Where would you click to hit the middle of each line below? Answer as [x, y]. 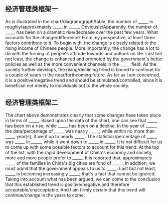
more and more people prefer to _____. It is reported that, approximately [79, 158]
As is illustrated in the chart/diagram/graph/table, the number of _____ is [79, 21]
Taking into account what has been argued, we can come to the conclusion [83, 179]
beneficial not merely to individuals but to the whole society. [67, 85]
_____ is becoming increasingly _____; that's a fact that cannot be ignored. [80, 174]
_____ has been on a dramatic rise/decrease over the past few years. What [81, 32]
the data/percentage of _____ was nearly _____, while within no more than [80, 131]
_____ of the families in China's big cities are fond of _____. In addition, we [80, 163]
